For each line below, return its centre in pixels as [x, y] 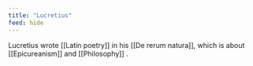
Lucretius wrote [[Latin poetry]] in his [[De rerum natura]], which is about [126, 45]
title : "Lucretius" [40, 15]
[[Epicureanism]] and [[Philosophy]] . [68, 53]
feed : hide [26, 23]
